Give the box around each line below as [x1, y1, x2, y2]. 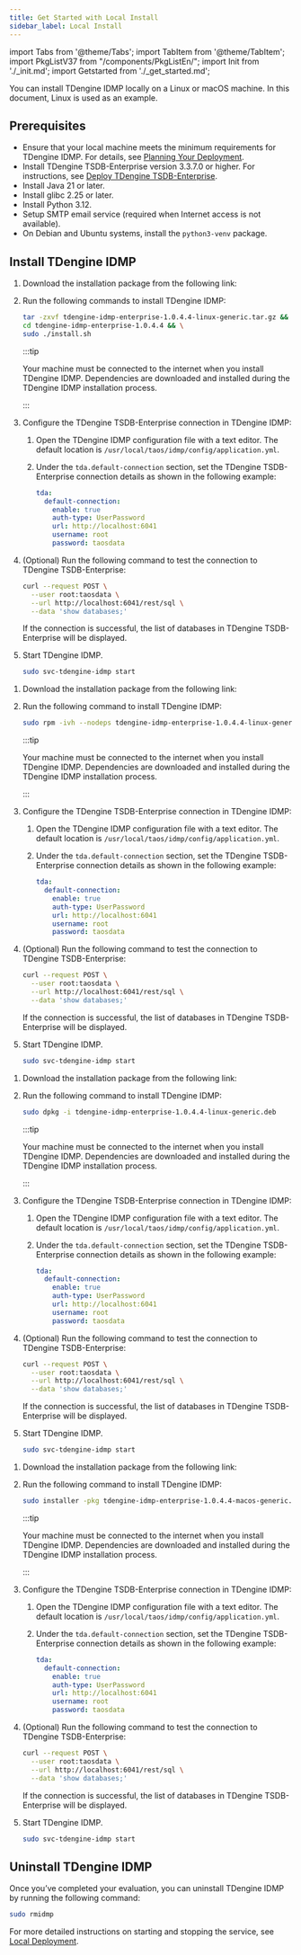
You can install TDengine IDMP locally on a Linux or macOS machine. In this [9, 83, 290, 93]
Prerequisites [9, 118, 86, 133]
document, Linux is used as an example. [9, 92, 159, 103]
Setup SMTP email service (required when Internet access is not [22, 209, 261, 220]
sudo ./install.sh [22, 329, 92, 338]
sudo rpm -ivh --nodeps [22, 718, 112, 728]
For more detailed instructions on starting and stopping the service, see [9, 1926, 275, 1937]
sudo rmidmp [9, 1910, 54, 1919]
